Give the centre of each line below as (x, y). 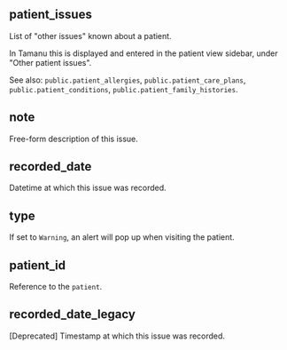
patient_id (38, 265)
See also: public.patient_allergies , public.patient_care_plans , (128, 80)
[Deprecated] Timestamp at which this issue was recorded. (117, 336)
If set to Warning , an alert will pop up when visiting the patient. (122, 237)
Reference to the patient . (56, 287)
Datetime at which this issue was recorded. (88, 188)
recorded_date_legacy (72, 314)
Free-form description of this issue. (74, 139)
